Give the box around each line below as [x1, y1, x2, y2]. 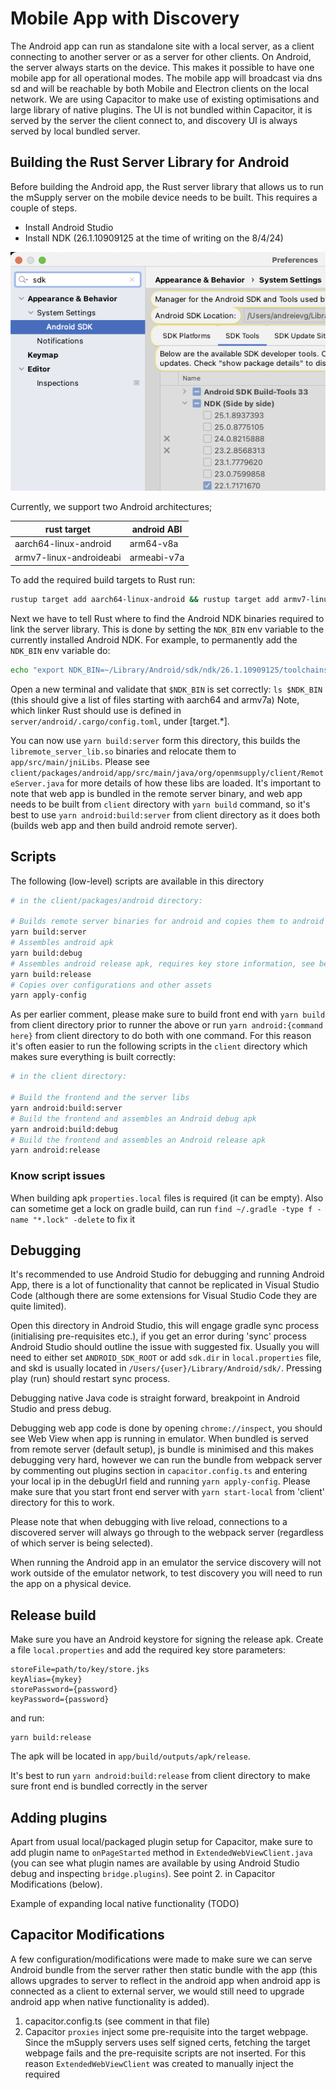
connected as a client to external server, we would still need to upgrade [10, 1985, 305, 1997]
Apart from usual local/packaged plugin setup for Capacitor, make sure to [10, 1835, 313, 1847]
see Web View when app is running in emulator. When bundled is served [10, 1433, 309, 1445]
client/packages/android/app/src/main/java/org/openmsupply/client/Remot [10, 768, 325, 778]
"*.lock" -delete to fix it [32, 1213, 136, 1225]
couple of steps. [10, 202, 78, 214]
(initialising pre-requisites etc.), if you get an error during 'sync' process [10, 1330, 307, 1342]
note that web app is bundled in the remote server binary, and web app [10, 787, 303, 799]
